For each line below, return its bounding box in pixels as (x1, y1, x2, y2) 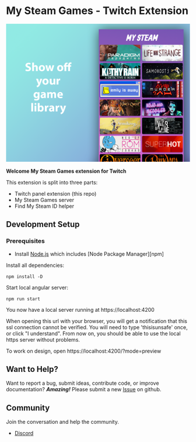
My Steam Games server (14, 196, 75, 203)
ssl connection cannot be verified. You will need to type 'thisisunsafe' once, (6, 323, 188, 330)
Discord (14, 430, 34, 437)
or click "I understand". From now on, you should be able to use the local (6, 330, 181, 337)
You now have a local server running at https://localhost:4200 (6, 306, 155, 313)
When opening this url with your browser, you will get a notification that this (6, 317, 188, 325)
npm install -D (6, 273, 43, 280)
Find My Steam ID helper (14, 203, 75, 210)
